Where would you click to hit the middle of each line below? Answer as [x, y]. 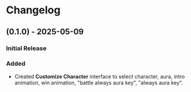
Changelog [33, 10]
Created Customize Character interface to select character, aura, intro [100, 76]
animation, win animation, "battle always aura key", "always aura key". [99, 83]
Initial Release [26, 48]
